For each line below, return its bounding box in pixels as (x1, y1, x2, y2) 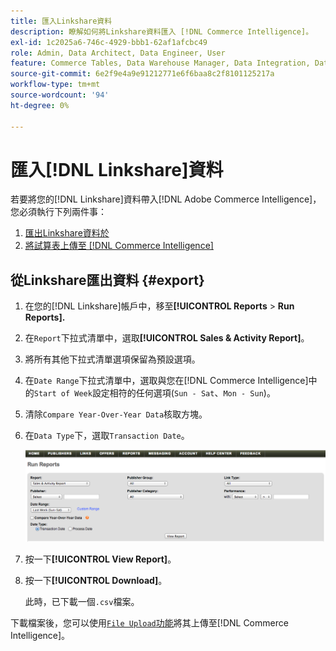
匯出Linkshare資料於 (24, 227, 110, 239)
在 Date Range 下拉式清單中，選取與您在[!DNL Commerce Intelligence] (24, 375, 309, 387)
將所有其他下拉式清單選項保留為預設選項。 (24, 353, 201, 365)
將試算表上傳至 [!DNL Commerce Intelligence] (24, 240, 214, 252)
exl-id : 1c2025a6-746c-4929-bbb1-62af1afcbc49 (10, 37, 208, 47)
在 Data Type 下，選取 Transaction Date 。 (24, 430, 190, 442)
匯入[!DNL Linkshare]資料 (10, 158, 224, 181)
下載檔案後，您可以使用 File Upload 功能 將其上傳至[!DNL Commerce (10, 617, 289, 629)
